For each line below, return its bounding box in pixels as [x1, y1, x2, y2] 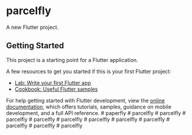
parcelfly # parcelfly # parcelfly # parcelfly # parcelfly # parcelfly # [6, 116, 170, 123]
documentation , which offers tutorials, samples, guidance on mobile [6, 103, 171, 110]
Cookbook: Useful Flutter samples [14, 85, 98, 93]
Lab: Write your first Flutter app [14, 79, 92, 86]
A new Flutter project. [6, 24, 59, 31]
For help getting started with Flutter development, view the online [6, 97, 165, 104]
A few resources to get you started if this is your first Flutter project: [6, 68, 171, 75]
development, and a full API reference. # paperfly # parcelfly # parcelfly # [6, 109, 186, 116]
